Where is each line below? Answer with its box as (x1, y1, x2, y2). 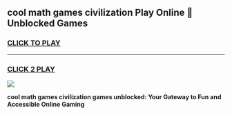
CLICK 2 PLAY (7, 64, 55, 74)
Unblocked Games (7, 18, 88, 30)
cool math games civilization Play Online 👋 (7, 7, 193, 19)
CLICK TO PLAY (7, 39, 61, 48)
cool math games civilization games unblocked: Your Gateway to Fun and (7, 92, 222, 101)
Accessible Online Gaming (7, 100, 85, 108)
